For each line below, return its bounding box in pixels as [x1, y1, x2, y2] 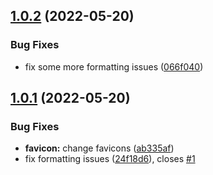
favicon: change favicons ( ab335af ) [24, 142, 175, 154]
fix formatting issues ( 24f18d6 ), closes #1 [24, 153, 196, 165]
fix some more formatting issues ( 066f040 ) [24, 60, 204, 73]
